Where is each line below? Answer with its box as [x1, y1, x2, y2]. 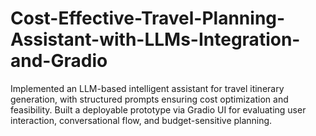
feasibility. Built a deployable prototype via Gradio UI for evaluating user [10, 103, 307, 116]
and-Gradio [10, 50, 108, 72]
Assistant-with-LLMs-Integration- [10, 28, 301, 51]
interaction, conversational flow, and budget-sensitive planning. [10, 114, 273, 126]
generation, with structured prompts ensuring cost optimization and [10, 93, 289, 105]
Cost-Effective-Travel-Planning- [10, 7, 286, 30]
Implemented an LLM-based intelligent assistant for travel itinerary [10, 82, 285, 94]
